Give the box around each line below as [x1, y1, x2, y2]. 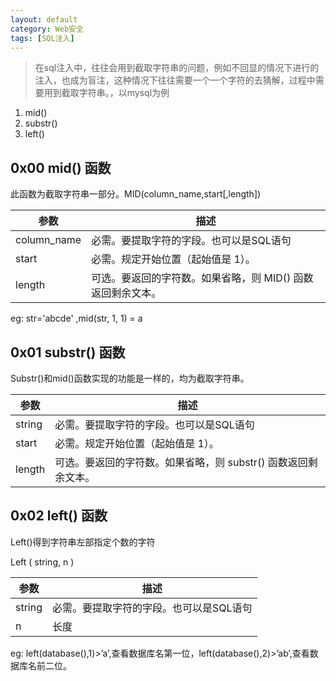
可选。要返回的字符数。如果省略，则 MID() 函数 [91, 271, 314, 285]
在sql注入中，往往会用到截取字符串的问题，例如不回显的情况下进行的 [34, 62, 320, 74]
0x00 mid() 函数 [10, 159, 112, 176]
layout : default [10, 14, 78, 25]
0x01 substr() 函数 [10, 344, 126, 361]
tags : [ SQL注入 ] [10, 33, 75, 43]
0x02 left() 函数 [10, 507, 108, 525]
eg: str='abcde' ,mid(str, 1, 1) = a [10, 312, 143, 325]
